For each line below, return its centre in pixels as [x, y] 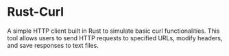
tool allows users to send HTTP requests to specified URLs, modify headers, [115, 38]
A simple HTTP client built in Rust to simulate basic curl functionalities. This [113, 31]
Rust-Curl [35, 12]
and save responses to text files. [53, 45]
